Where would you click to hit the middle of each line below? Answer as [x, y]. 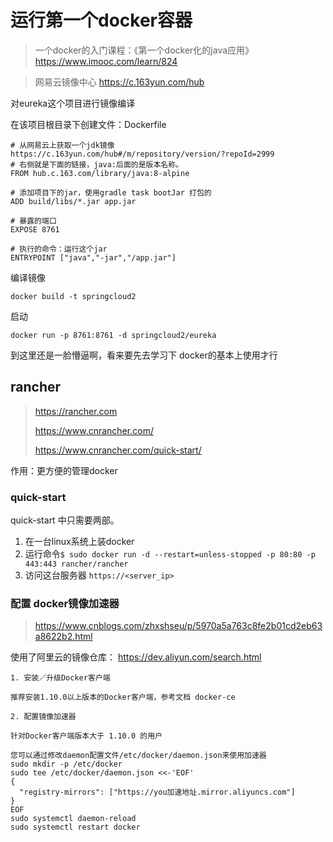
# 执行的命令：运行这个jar [59, 249]
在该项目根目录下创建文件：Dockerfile [88, 124]
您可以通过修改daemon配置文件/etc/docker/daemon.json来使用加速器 [138, 756]
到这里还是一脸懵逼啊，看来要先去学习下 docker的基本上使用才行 [144, 355]
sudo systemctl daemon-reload [73, 819]
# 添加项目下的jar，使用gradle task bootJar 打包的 [111, 192]
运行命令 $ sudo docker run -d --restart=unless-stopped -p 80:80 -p [170, 554]
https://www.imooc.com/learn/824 [106, 61]
